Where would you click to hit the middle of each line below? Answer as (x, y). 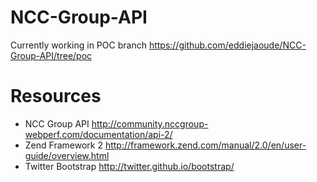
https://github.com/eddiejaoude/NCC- (227, 45)
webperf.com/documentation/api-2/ (98, 134)
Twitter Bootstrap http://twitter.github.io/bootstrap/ (129, 166)
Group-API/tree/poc (51, 55)
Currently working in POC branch (78, 45)
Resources (56, 96)
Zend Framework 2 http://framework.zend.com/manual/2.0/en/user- (165, 145)
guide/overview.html (67, 155)
